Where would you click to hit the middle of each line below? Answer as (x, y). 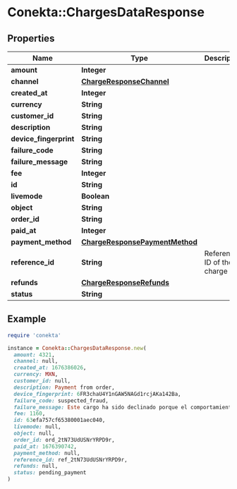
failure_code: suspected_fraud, (61, 400)
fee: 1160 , (30, 413)
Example (27, 319)
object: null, (34, 434)
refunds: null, (36, 466)
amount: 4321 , (34, 355)
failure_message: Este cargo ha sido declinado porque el (101, 407)
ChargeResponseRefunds (125, 283)
